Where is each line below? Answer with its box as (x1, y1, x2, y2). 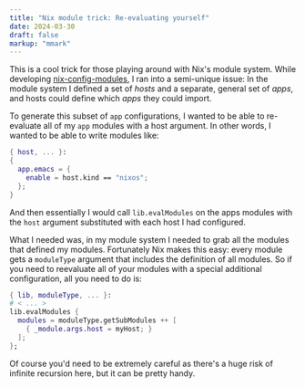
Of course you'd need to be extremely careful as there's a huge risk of (9, 358, 273, 369)
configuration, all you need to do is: (9, 273, 143, 284)
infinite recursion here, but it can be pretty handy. (9, 367, 196, 379)
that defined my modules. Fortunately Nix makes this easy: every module (9, 244, 283, 255)
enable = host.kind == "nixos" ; (25, 173, 148, 183)
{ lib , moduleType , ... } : (9, 290, 112, 299)
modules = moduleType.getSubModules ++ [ (17, 316, 178, 325)
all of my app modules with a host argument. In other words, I (43, 121, 271, 131)
